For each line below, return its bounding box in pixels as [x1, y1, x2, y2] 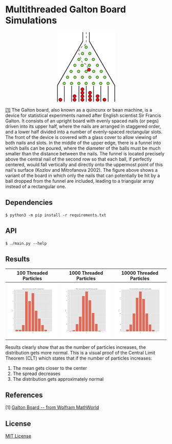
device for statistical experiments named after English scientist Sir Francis [5, 112, 161, 118]
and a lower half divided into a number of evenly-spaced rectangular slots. [5, 129, 163, 135]
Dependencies [5, 198, 53, 207]
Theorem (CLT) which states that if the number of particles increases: [5, 355, 153, 361]
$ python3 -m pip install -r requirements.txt [5, 212, 106, 218]
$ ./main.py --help [5, 241, 47, 246]
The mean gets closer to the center [12, 365, 87, 371]
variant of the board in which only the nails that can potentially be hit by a [5, 172, 160, 179]
